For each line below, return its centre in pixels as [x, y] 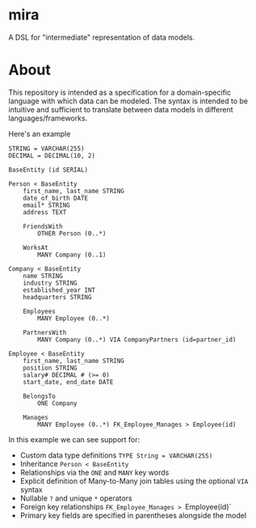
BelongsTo [40, 396]
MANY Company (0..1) [72, 255]
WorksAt [36, 247]
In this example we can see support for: [74, 439]
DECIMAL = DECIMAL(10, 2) [52, 155]
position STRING [50, 368]
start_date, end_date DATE [68, 382]
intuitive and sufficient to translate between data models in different [121, 109]
